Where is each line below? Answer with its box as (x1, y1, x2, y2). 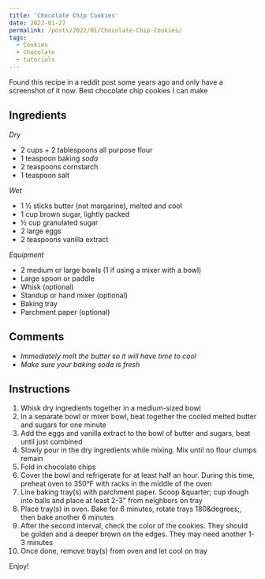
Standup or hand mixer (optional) (20, 290, 129, 300)
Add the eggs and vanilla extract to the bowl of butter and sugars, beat (20, 429, 251, 438)
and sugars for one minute (20, 420, 107, 430)
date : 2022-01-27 (9, 19, 66, 27)
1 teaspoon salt (20, 170, 70, 180)
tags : (9, 33, 27, 42)
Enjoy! (9, 562, 30, 571)
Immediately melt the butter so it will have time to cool (20, 351, 196, 361)
